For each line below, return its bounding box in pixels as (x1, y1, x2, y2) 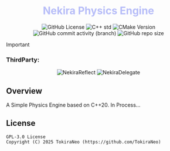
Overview (6, 86, 43, 96)
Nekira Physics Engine (43, 4, 154, 18)
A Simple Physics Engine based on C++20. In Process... (6, 101, 141, 109)
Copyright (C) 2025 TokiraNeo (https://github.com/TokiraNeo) (6, 139, 161, 145)
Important (6, 41, 30, 48)
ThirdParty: (6, 56, 40, 64)
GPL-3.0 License (6, 133, 46, 140)
